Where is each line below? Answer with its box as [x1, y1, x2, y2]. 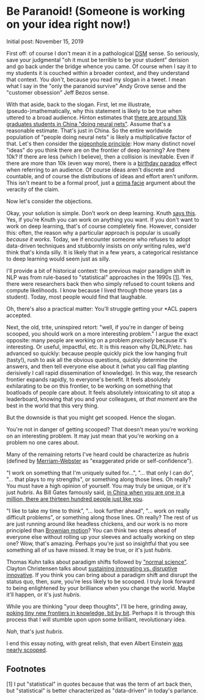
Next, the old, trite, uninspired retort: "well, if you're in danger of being [6, 323, 184, 331]
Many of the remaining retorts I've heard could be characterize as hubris [6, 450, 190, 458]
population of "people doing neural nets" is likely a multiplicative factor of [6, 133, 192, 141]
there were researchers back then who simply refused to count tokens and [6, 280, 195, 287]
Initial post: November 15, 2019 [6, 37, 84, 45]
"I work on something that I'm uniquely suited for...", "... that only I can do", [6, 469, 194, 476]
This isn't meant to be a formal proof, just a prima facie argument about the [6, 179, 196, 186]
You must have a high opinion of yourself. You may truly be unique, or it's [6, 482, 191, 489]
